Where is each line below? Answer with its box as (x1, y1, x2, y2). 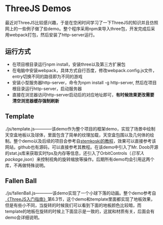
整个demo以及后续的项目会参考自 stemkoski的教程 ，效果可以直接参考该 (13, 138, 156, 144)
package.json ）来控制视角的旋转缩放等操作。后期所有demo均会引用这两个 (5, 156, 155, 162)
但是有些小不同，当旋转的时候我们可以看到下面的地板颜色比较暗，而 (5, 203, 142, 208)
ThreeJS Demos (5, 3, 72, 14)
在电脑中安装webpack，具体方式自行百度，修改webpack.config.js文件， (12, 67, 157, 73)
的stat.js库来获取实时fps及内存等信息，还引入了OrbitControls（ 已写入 (5, 150, 145, 156)
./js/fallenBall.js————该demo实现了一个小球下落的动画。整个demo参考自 (5, 190, 157, 196)
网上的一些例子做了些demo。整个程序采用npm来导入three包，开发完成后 (5, 25, 151, 32)
